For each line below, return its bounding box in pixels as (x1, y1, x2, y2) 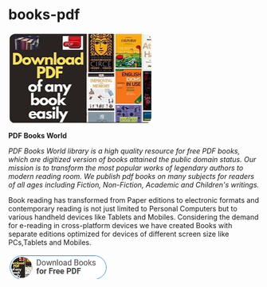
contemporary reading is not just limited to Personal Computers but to (8, 204, 238, 213)
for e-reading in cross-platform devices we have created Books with (8, 220, 233, 230)
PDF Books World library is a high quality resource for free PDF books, (8, 145, 241, 156)
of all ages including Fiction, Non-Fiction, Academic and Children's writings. (8, 180, 260, 189)
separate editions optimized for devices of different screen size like (8, 229, 230, 239)
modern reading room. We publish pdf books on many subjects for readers (8, 171, 255, 180)
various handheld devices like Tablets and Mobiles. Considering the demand (8, 212, 259, 222)
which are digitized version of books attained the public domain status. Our (8, 154, 257, 164)
